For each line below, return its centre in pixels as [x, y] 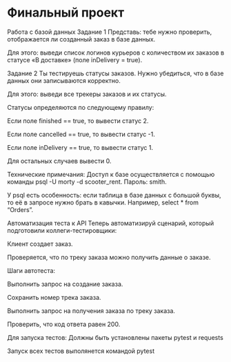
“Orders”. [20, 209]
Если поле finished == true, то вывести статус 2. [78, 121]
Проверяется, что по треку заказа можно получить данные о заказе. [109, 257]
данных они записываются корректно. [64, 80]
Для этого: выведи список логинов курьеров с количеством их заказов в [116, 53]
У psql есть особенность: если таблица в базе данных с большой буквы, [114, 195]
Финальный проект [66, 13]
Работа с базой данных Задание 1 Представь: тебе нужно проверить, [110, 32]
